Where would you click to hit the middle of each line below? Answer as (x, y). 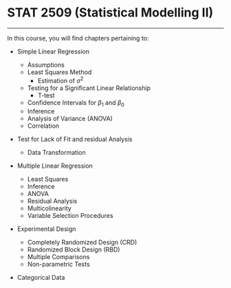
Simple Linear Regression (53, 51)
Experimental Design (46, 229)
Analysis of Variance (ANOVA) (70, 119)
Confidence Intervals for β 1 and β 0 (76, 103)
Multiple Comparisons (58, 257)
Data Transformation (56, 153)
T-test (46, 95)
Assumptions (46, 65)
